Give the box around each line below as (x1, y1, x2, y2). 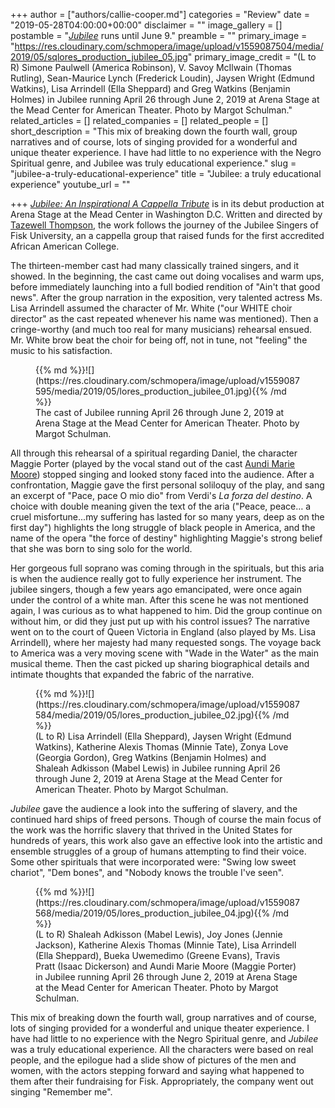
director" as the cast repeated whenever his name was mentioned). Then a (10, 313, 319, 324)
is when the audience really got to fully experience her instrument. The (10, 573, 302, 584)
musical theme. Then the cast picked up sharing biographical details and (10, 658, 310, 669)
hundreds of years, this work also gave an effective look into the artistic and (10, 835, 323, 846)
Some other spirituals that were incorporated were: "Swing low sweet (10, 856, 297, 868)
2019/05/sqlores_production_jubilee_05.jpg (10, 51, 188, 63)
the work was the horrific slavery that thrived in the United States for (10, 824, 293, 836)
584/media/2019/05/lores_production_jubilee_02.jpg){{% (35, 709, 271, 721)
